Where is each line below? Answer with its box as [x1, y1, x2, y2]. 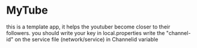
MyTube [6, 4, 48, 17]
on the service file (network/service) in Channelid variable [14, 36, 159, 43]
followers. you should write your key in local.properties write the [6, 29, 165, 36]
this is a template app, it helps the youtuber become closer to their [6, 23, 171, 30]
